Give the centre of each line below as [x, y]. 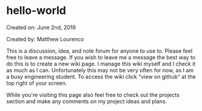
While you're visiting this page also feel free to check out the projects [93, 95]
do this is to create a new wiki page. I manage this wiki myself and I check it [101, 64]
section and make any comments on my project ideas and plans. [87, 101]
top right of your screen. [37, 83]
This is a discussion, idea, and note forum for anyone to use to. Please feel [99, 51]
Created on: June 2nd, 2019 [41, 27]
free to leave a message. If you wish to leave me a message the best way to [101, 57]
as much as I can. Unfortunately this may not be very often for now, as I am [100, 70]
